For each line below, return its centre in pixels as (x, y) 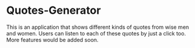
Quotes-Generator (54, 10)
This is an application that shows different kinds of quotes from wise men (98, 27)
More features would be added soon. (52, 40)
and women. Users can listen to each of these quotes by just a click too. (96, 33)
